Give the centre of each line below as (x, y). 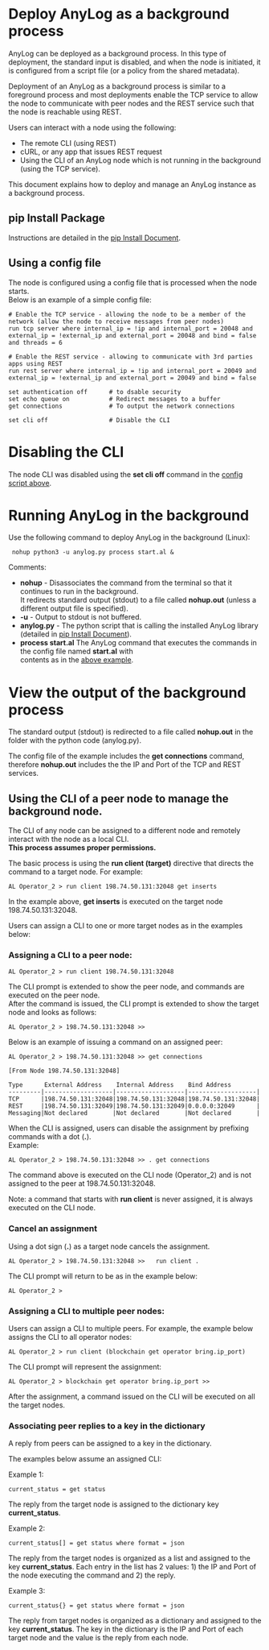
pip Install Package (57, 218)
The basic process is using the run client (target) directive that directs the (131, 864)
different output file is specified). (74, 608)
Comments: (27, 567)
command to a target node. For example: (75, 872)
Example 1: (26, 1474)
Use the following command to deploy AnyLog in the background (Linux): (129, 537)
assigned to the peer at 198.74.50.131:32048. (82, 1184)
